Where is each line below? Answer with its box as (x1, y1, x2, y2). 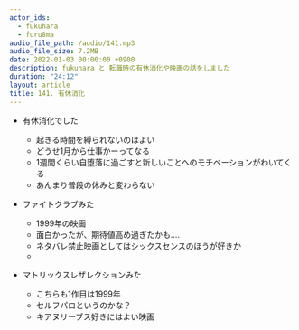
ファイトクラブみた (22, 198, 95, 209)
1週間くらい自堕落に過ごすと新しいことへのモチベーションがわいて (35, 156, 285, 167)
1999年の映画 (35, 218, 87, 229)
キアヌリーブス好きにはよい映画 (35, 311, 155, 322)
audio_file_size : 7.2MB (9, 47, 99, 56)
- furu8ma (17, 30, 54, 39)
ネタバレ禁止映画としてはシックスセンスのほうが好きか (35, 240, 242, 251)
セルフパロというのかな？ (35, 299, 132, 310)
